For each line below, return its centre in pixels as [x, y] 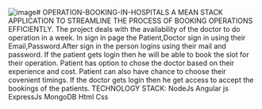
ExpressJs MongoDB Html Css [58, 97]
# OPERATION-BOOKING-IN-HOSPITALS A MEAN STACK [130, 12]
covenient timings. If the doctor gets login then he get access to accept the [131, 80]
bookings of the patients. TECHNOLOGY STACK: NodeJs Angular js [118, 88]
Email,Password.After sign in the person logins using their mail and [117, 46]
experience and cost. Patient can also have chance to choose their [117, 71]
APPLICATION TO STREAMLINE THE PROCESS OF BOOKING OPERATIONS [131, 21]
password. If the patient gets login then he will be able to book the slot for [129, 54]
